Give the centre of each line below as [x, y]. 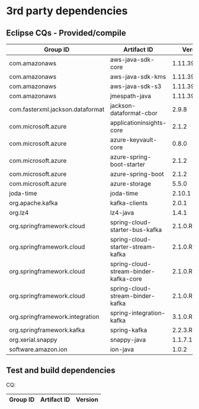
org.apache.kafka [33, 203]
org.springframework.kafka [47, 330]
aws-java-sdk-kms [138, 77]
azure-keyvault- [134, 140]
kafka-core [126, 279]
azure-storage [130, 184]
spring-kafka [129, 330]
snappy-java [128, 340]
